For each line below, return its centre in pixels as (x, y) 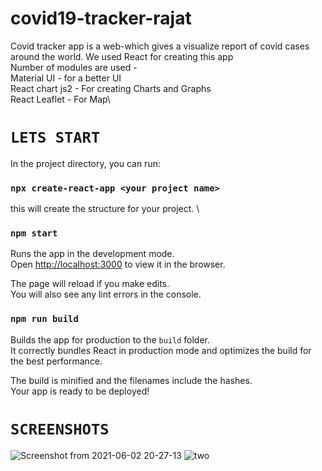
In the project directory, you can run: (85, 163)
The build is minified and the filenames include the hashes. (131, 380)
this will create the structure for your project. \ (105, 209)
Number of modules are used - (74, 67)
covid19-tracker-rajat (101, 18)
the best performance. (56, 361)
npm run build (44, 319)
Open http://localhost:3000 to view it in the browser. (118, 264)
